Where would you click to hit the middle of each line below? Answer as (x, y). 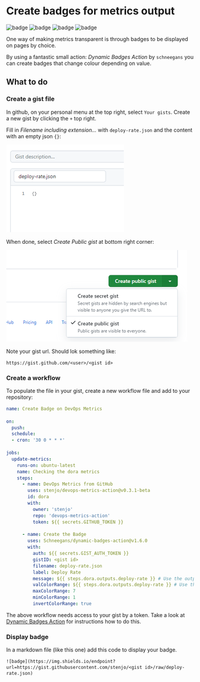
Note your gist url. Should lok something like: (61, 351)
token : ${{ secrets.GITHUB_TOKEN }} (78, 522)
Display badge (27, 637)
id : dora (38, 497)
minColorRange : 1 (54, 597)
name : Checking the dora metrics (58, 472)
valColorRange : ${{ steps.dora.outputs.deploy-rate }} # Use (110, 585)
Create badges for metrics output (90, 11)
